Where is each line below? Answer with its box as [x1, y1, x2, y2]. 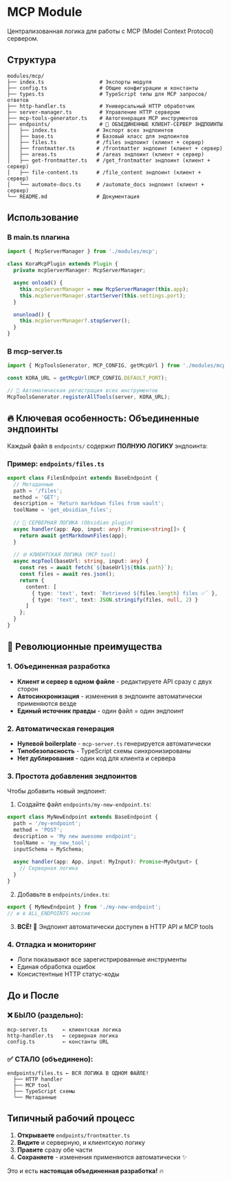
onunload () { [13, 311, 51, 318]
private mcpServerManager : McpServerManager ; [13, 267, 146, 274]
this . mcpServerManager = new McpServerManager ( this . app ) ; [19, 285, 189, 293]
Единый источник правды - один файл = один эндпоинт [16, 706, 184, 715]
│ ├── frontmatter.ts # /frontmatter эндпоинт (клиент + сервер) [7, 145, 223, 152]
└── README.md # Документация [7, 193, 140, 200]
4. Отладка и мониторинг [7, 939, 96, 949]
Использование [7, 212, 79, 224]
